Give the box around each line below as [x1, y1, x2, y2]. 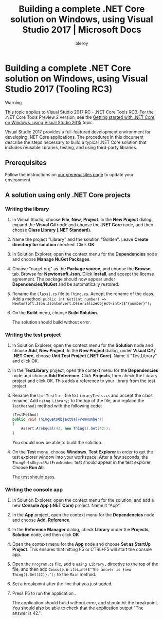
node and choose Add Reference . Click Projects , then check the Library [12, 373, 158, 379]
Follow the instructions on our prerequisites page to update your [5, 171, 134, 177]
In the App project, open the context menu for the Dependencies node [12, 512, 155, 518]
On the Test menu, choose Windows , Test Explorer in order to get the [12, 449, 153, 455]
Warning [5, 99, 22, 106]
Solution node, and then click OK [12, 532, 79, 538]
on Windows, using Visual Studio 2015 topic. [5, 119, 94, 125]
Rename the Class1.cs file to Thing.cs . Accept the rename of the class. [12, 291, 155, 297]
